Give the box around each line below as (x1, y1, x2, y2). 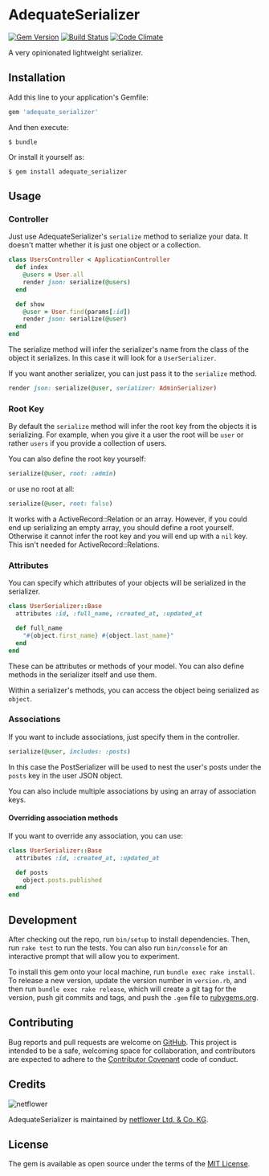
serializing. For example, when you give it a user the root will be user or (8, 430, 244, 439)
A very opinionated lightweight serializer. (8, 47, 143, 57)
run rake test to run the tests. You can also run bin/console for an (8, 942, 228, 953)
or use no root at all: (8, 484, 75, 494)
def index (15, 263, 48, 272)
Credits (8, 1078, 47, 1092)
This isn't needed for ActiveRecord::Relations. (8, 540, 160, 549)
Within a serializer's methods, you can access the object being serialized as (8, 685, 259, 695)
